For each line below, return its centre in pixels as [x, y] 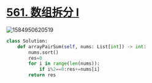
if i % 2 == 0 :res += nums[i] [69, 70]
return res [42, 75]
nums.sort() [44, 52]
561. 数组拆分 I [43, 13]
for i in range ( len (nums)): [64, 64]
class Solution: [27, 41]
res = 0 [36, 58]
